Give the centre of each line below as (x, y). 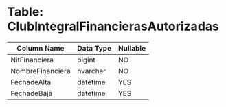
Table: (25, 12)
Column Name (41, 48)
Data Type (94, 48)
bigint (87, 60)
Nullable (132, 48)
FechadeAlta (31, 82)
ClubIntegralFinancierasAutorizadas (113, 26)
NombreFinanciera (41, 71)
